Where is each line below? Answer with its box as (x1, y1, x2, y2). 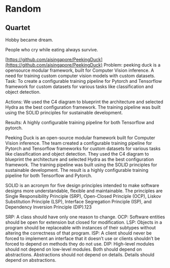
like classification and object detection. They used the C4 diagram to (5, 151, 149, 157)
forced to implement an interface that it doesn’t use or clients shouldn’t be (5, 235, 160, 242)
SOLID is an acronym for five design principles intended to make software (5, 183, 159, 188)
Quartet (5, 23, 30, 32)
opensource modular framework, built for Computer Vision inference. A (5, 67, 154, 73)
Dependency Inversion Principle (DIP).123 (5, 204, 92, 210)
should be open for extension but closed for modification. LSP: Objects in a (5, 219, 162, 225)
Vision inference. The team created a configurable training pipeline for (5, 140, 152, 146)
